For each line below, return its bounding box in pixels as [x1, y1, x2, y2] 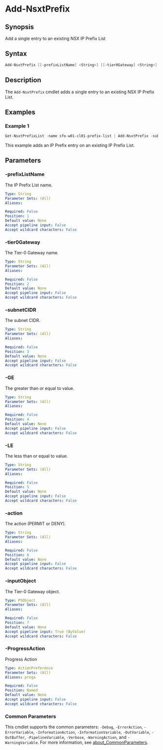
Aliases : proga [5, 675, 36, 680]
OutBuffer [5, 735, 25, 740]
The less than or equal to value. [5, 453, 68, 459]
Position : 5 [5, 484, 29, 490]
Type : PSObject [5, 598, 36, 603]
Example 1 [5, 122, 30, 129]
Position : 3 [5, 349, 29, 354]
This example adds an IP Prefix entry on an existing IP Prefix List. [5, 142, 135, 149]
